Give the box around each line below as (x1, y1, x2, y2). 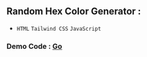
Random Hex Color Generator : (6, 6, 141, 17)
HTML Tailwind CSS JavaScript (16, 25, 101, 32)
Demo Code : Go (6, 41, 63, 51)
